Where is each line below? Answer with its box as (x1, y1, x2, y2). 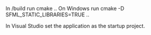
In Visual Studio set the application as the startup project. (5, 23, 146, 29)
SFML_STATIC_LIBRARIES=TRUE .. (5, 11, 89, 18)
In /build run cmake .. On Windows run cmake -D (5, 5, 125, 12)
